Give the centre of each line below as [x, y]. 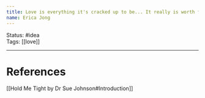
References [36, 72]
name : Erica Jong [28, 18]
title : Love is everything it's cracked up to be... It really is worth [101, 12]
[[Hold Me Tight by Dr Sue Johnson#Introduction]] [70, 88]
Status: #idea [23, 35]
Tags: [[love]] [23, 41]
